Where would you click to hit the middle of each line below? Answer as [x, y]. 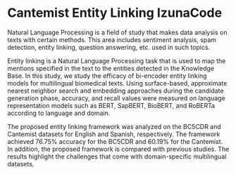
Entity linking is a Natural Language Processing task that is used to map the [117, 60]
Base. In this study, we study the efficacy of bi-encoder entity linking [107, 76]
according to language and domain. [59, 113]
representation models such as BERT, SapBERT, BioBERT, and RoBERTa [111, 105]
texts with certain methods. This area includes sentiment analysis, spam [112, 39]
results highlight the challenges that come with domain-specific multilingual [117, 156]
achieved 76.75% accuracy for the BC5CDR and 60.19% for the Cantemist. [115, 141]
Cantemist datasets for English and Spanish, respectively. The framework [114, 134]
